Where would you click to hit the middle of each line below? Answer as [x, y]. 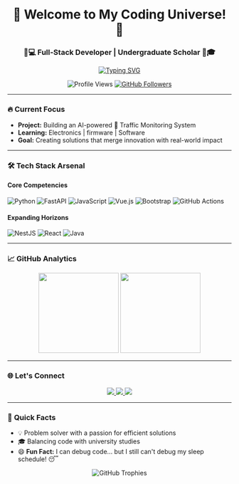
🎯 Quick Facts [32, 417]
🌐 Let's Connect [36, 376]
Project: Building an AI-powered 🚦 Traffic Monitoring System [107, 125]
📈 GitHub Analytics [42, 259]
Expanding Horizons [38, 217]
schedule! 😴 [38, 459]
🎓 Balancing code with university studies [79, 441]
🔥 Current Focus [36, 110]
